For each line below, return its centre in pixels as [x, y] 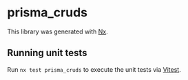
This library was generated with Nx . [58, 31]
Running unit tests [47, 53]
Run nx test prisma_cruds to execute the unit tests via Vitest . [94, 69]
